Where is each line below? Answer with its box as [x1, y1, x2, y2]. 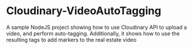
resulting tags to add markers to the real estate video [6, 36, 137, 43]
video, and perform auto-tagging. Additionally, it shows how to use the [6, 30, 180, 37]
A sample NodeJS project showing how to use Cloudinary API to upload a [6, 24, 187, 31]
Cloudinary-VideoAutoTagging [6, 4, 161, 18]
